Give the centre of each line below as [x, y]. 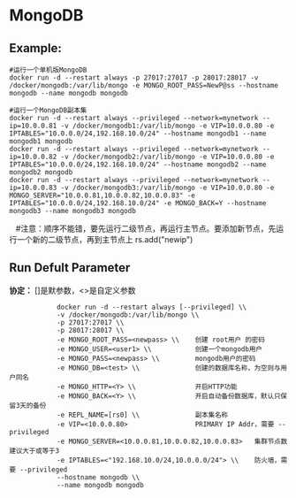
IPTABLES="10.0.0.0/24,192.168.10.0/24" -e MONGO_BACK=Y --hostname [138, 203]
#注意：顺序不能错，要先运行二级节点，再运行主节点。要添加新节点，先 [146, 228]
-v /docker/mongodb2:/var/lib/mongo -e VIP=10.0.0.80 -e [167, 157]
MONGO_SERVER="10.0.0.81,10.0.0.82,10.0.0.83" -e [102, 195]
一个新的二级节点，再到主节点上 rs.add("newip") [105, 239]
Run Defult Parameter [70, 268]
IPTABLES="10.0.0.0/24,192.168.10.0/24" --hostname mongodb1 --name [138, 134]
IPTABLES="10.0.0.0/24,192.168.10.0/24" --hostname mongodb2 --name [138, 165]
